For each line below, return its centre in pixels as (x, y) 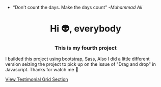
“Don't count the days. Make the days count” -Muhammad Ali (77, 7)
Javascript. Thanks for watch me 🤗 (42, 70)
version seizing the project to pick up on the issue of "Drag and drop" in (81, 64)
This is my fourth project (86, 48)
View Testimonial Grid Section (37, 79)
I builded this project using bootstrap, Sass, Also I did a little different (77, 59)
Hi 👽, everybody (86, 29)
